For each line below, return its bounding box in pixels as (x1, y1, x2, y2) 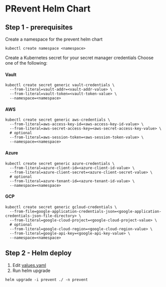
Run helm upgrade (12, 267, 51, 273)
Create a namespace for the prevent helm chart (5, 36, 103, 42)
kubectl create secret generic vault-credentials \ (5, 83, 115, 88)
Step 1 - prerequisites (5, 23, 73, 32)
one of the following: (5, 60, 48, 66)
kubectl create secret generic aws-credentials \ (5, 117, 111, 123)
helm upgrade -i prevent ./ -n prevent (5, 277, 88, 282)
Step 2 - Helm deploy (5, 249, 72, 257)
